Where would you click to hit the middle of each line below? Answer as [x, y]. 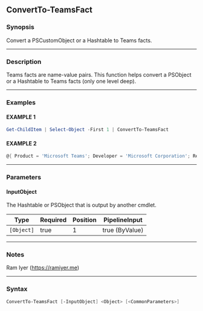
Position [84, 220]
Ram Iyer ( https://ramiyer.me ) [43, 268]
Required [53, 220]
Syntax [17, 289]
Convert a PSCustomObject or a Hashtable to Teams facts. [79, 40]
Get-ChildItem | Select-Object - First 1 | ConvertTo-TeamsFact [88, 130]
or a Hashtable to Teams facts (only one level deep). [71, 81]
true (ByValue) [123, 230]
